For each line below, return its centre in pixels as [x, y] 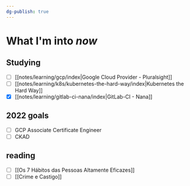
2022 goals [28, 116]
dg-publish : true [28, 12]
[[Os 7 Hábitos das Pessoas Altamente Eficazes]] [75, 170]
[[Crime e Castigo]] [38, 177]
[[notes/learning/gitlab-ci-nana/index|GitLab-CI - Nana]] [83, 97]
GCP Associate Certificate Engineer [58, 130]
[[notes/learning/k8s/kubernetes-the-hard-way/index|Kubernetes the [99, 84]
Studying [23, 63]
